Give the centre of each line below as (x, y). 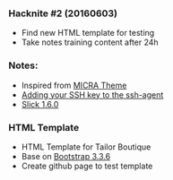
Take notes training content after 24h (90, 42)
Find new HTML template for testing (88, 33)
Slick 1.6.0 (40, 104)
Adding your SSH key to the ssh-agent (92, 94)
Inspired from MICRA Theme (74, 85)
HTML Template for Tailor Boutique (86, 147)
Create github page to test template (87, 166)
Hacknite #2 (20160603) (63, 13)
